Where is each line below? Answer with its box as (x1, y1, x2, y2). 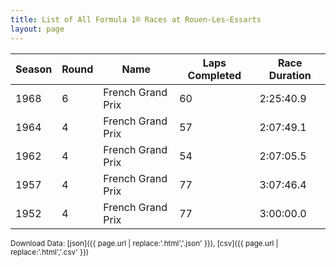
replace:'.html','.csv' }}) (10, 247, 90, 257)
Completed (187, 68, 242, 82)
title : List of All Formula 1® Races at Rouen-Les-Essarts (10, 14, 262, 25)
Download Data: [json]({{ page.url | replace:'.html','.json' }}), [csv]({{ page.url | (10, 238, 279, 248)
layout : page (10, 24, 65, 34)
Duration (268, 68, 312, 82)
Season (15, 62, 53, 76)
